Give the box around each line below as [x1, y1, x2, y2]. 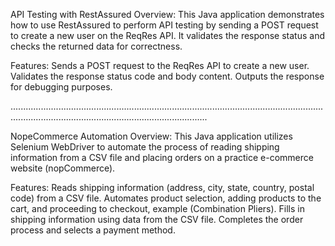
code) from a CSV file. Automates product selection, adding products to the [10, 192, 322, 204]
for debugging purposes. [10, 81, 113, 93]
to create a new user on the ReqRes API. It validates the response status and [10, 30, 326, 41]
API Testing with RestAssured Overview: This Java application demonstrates [10, 9, 325, 20]
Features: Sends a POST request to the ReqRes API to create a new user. [10, 60, 310, 71]
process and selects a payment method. [10, 224, 176, 236]
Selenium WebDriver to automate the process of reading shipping [10, 141, 280, 153]
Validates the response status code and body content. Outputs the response [10, 70, 325, 82]
